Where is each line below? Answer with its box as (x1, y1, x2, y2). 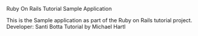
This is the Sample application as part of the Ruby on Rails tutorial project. (6, 17, 193, 23)
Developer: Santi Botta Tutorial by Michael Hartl (6, 23, 126, 30)
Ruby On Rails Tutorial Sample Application (6, 5, 112, 12)
